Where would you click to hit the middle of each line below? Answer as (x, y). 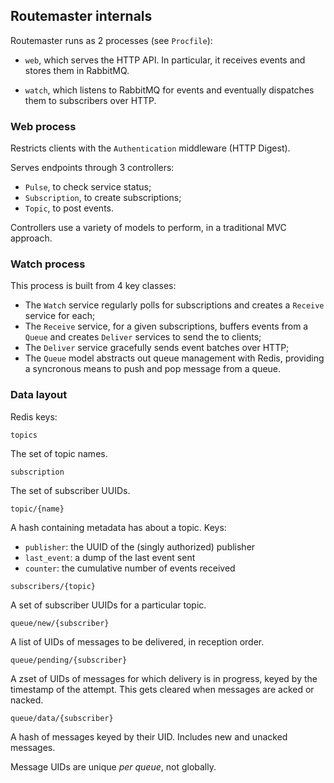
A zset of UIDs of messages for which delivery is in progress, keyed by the (164, 678)
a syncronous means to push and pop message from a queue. (153, 369)
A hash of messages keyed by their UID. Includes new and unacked (149, 736)
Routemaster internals (81, 16)
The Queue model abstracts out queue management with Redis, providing (174, 358)
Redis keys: (34, 416)
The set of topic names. (59, 453)
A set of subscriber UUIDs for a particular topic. (108, 605)
